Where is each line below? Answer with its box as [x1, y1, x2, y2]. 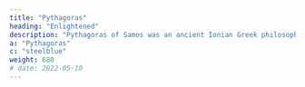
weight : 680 [9, 55, 54, 64]
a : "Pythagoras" [9, 38, 71, 48]
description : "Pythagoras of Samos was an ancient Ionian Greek [9, 30, 258, 39]
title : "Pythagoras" [9, 13, 88, 23]
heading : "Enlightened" [9, 22, 100, 31]
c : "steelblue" [9, 47, 67, 56]
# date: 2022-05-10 [9, 64, 84, 73]
